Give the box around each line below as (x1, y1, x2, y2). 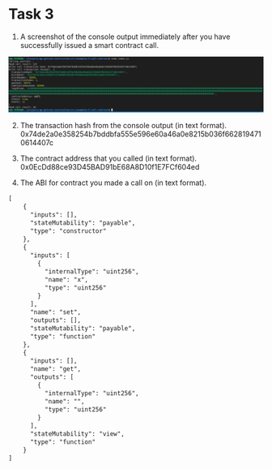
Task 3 (8, 5, 54, 24)
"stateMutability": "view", (29, 430, 125, 438)
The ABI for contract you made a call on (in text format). (19, 178, 207, 187)
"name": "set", (29, 308, 82, 316)
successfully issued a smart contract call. (19, 40, 159, 49)
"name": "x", (44, 276, 89, 284)
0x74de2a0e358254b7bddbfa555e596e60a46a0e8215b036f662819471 (19, 129, 261, 139)
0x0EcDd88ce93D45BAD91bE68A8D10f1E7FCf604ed (19, 162, 200, 172)
